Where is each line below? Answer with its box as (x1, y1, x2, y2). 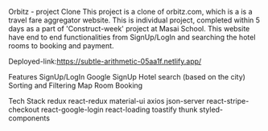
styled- (199, 104, 224, 114)
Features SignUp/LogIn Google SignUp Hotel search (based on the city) (8, 72, 245, 81)
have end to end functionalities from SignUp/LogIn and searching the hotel (8, 32, 256, 42)
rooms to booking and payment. (8, 41, 114, 51)
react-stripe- (206, 96, 249, 105)
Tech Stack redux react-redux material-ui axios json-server (8, 96, 205, 105)
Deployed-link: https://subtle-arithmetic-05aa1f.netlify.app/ (8, 56, 202, 66)
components (8, 113, 51, 123)
